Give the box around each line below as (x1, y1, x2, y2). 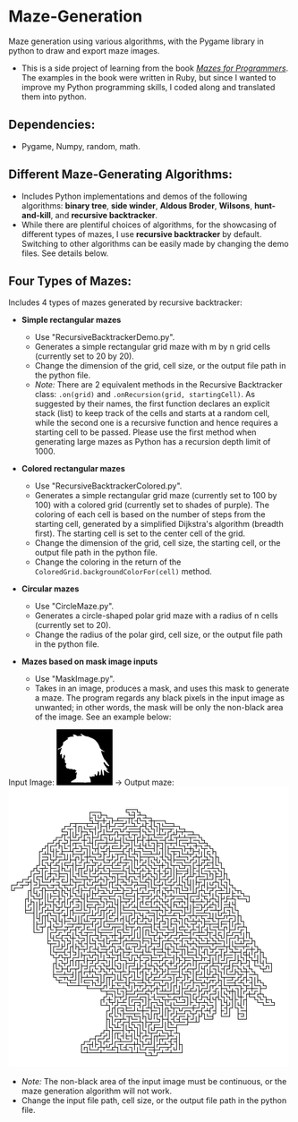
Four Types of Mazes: (8, 273, 132, 288)
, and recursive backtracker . (50, 209, 158, 220)
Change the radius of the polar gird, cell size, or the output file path (34, 629, 284, 641)
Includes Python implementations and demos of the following (21, 191, 248, 201)
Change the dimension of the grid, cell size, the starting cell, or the (34, 538, 281, 548)
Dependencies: (8, 117, 96, 132)
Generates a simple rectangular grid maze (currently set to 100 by (34, 490, 277, 501)
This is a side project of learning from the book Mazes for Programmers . (21, 63, 289, 73)
